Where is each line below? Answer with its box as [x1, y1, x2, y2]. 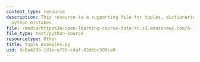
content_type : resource [6, 8, 65, 15]
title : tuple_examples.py [6, 42, 70, 48]
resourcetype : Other [6, 36, 58, 42]
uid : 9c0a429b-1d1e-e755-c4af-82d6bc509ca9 [6, 47, 116, 53]
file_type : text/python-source [6, 31, 84, 37]
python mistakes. [11, 19, 55, 25]
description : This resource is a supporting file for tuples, [6, 14, 164, 20]
